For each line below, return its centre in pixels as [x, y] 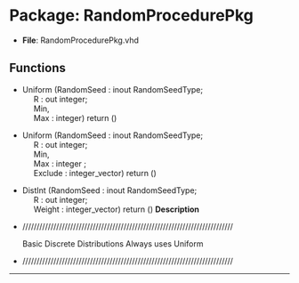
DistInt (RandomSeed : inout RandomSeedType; [109, 190]
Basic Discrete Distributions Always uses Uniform [113, 243]
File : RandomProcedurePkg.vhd [81, 40]
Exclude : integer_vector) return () [95, 173]
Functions [38, 68]
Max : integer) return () [75, 117]
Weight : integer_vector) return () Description [117, 209]
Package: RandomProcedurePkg [131, 16]
